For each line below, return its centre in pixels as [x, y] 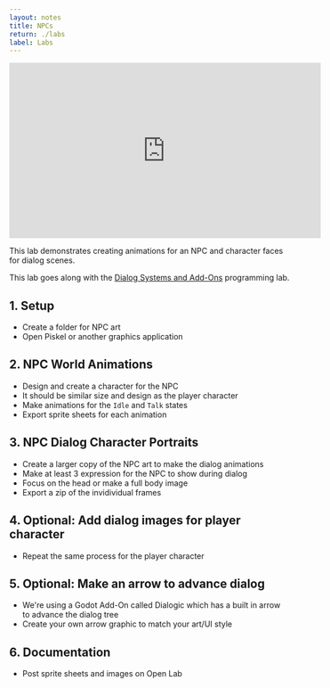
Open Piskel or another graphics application [103, 337]
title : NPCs [31, 26]
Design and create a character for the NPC [100, 386]
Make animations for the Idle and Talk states [105, 405]
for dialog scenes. [42, 260]
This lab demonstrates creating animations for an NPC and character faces [146, 251]
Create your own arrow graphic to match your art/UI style [127, 624]
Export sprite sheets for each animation [94, 414]
